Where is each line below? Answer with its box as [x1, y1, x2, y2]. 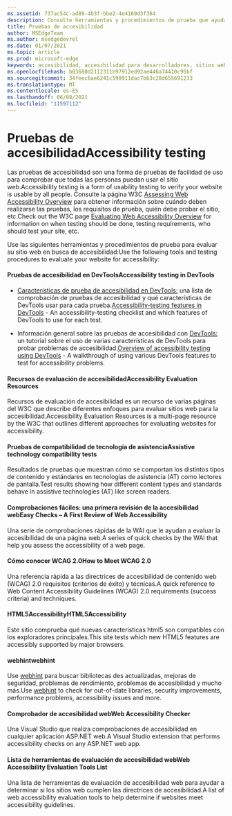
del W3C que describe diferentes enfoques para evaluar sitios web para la [7, 405, 219, 413]
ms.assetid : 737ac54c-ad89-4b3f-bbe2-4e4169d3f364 [7, 10, 156, 17]
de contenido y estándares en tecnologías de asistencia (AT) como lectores [7, 473, 222, 481]
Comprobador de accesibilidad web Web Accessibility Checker [7, 709, 191, 718]
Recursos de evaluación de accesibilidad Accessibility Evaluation [7, 374, 198, 383]
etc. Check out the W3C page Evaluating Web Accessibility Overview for [7, 212, 212, 220]
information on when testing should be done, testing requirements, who [7, 219, 211, 227]
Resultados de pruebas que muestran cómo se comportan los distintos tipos [7, 465, 224, 474]
